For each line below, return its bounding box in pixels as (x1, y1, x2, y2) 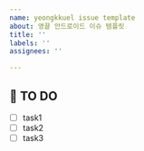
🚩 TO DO (9, 88, 58, 104)
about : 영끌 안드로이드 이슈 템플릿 (9, 22, 125, 31)
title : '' (9, 30, 47, 39)
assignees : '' (9, 47, 63, 56)
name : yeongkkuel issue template (9, 13, 136, 23)
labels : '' (9, 38, 51, 48)
